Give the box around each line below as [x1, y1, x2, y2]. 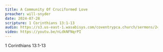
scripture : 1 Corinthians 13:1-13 [5, 20, 75, 26]
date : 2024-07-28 [5, 16, 40, 21]
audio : [5, 25, 18, 30]
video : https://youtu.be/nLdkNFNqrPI [5, 29, 81, 34]
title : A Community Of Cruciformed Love [5, 7, 88, 12]
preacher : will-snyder [5, 12, 51, 16]
